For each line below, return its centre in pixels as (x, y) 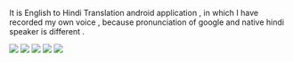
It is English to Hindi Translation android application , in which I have (134, 13)
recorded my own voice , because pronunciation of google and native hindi (147, 22)
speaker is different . (47, 31)
